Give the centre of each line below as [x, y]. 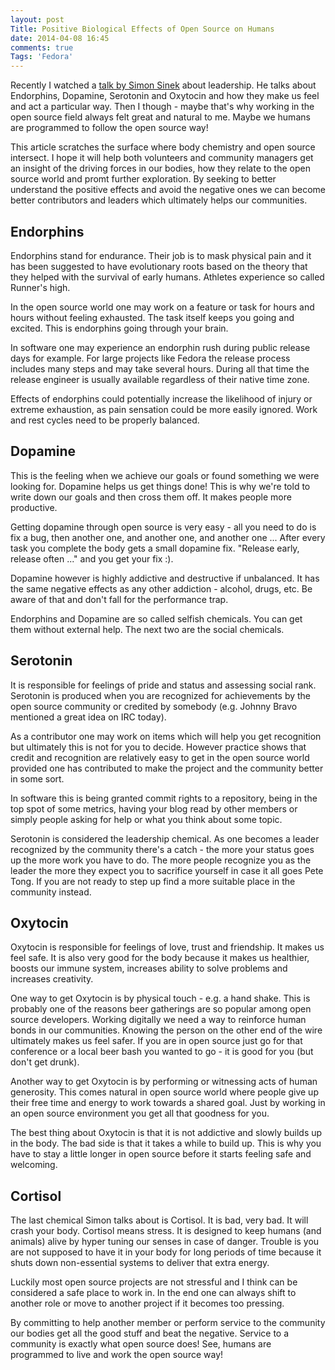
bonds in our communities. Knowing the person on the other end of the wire [166, 1030]
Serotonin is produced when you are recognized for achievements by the [161, 695]
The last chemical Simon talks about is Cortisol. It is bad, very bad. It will [159, 1220]
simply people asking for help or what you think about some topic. [146, 819]
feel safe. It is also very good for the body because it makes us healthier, [160, 958]
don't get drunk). [45, 1062]
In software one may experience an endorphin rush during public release [160, 347]
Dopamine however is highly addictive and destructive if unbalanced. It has [165, 578]
